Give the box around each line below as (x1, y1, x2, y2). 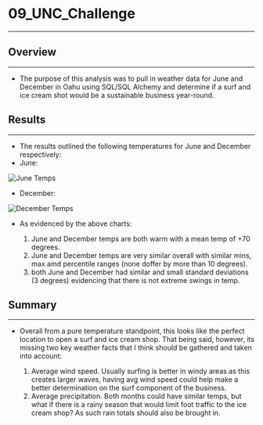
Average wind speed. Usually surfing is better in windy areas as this (31, 366, 250, 376)
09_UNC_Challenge (8, 5, 135, 23)
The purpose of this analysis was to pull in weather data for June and (19, 74, 243, 83)
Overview (8, 45, 57, 59)
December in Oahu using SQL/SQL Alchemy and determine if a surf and (19, 82, 251, 91)
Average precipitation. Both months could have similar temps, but (31, 391, 242, 401)
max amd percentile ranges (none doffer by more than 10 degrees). (31, 259, 248, 268)
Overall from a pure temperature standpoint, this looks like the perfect (19, 326, 245, 336)
